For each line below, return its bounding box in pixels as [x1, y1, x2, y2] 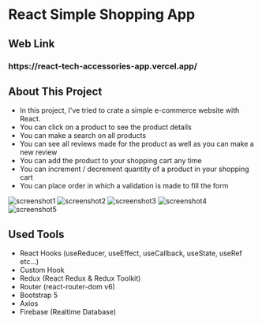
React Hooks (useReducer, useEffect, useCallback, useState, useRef [19, 248, 242, 258]
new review [19, 147, 58, 157]
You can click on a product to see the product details [19, 122, 192, 132]
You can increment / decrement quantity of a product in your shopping [19, 164, 250, 174]
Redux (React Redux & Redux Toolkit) [19, 274, 141, 283]
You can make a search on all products [19, 131, 147, 140]
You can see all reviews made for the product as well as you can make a [19, 140, 254, 149]
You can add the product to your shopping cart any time [19, 156, 203, 166]
